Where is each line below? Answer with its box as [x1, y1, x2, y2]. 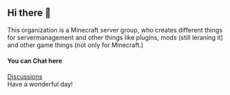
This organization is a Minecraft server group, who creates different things [7, 25, 223, 34]
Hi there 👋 [7, 7, 51, 19]
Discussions [7, 72, 43, 81]
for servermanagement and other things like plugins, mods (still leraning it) [7, 33, 224, 42]
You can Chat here [7, 57, 63, 65]
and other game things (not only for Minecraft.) [7, 40, 144, 49]
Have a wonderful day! [7, 80, 73, 89]
